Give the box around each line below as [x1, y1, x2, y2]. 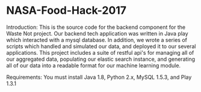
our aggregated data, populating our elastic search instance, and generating [6, 55, 196, 63]
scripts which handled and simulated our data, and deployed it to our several [6, 43, 196, 50]
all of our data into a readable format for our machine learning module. [6, 61, 181, 69]
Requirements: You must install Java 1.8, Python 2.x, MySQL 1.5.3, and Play [6, 73, 192, 81]
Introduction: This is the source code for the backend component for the [6, 23, 185, 31]
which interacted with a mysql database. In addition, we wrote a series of [6, 36, 188, 43]
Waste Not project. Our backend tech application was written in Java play [6, 29, 188, 37]
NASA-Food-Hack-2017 [6, 4, 127, 17]
